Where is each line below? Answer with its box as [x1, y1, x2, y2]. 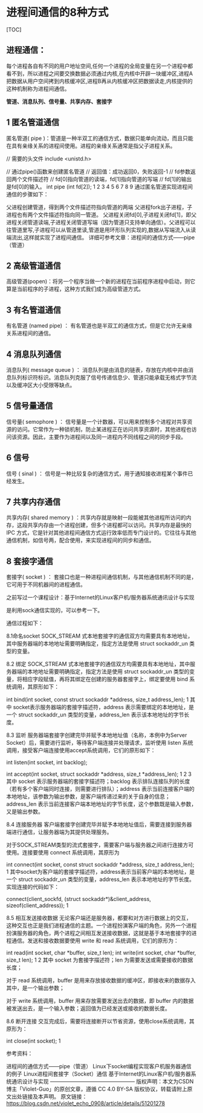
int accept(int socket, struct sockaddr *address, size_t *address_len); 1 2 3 [6, 770, 192, 778]
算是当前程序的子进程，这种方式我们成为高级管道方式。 [6, 285, 144, 292]
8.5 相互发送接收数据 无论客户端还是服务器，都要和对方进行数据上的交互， [6, 914, 192, 922]
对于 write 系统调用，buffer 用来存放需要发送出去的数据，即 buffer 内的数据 [6, 997, 194, 1005]
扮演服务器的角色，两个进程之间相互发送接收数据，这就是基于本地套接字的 [6, 930, 192, 937]
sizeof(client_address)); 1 [6, 902, 69, 909]
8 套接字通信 [6, 556, 53, 566]
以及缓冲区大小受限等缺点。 [6, 381, 76, 388]
